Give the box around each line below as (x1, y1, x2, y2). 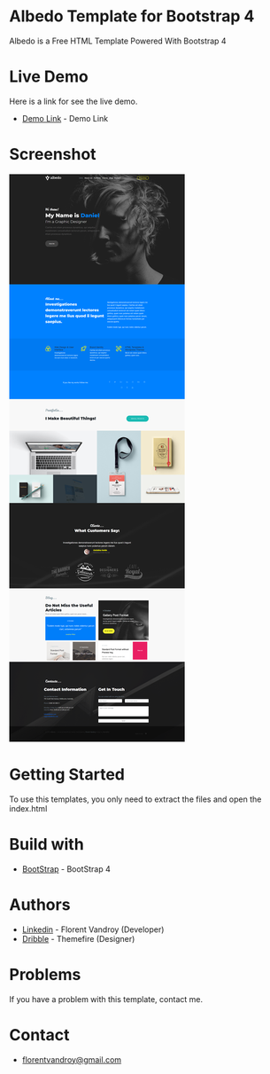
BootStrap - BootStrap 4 (21, 863, 111, 874)
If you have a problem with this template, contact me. (9, 993, 204, 1004)
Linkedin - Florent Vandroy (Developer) (21, 924, 165, 935)
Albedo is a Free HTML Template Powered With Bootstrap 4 (9, 35, 228, 46)
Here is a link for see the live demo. (9, 96, 138, 106)
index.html (9, 803, 48, 813)
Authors (9, 894, 71, 914)
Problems (9, 964, 81, 984)
